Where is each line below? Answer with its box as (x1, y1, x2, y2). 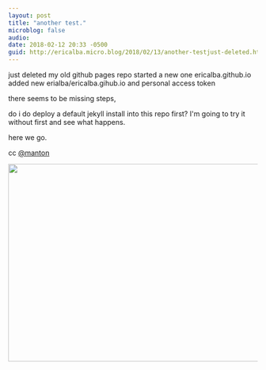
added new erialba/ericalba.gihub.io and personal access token (8, 78, 216, 88)
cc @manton (8, 148, 50, 157)
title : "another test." (8, 19, 87, 27)
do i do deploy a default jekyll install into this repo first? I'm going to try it (8, 109, 245, 119)
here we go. (8, 133, 47, 142)
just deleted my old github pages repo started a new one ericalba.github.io (8, 70, 252, 79)
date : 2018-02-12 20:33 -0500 (8, 41, 108, 49)
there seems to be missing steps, (8, 94, 116, 103)
